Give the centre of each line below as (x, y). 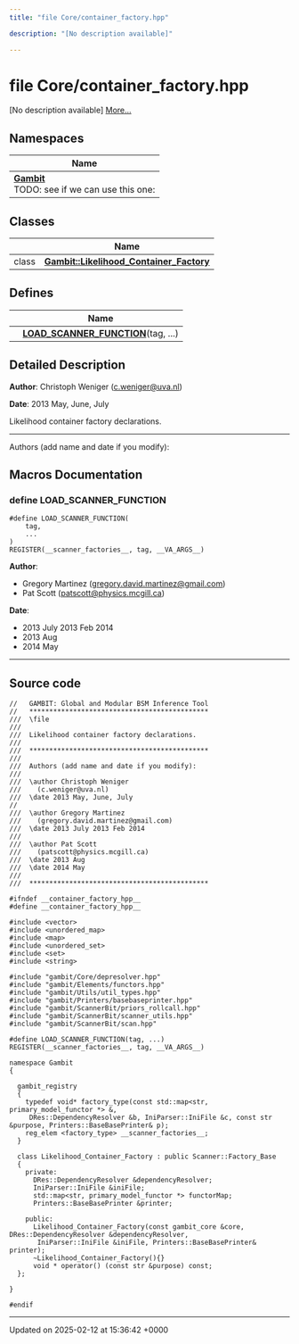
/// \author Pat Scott (53, 844)
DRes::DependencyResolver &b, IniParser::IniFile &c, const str (151, 1118)
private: (41, 1173)
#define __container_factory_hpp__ (75, 907)
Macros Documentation (76, 475)
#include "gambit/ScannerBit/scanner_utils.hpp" (101, 1016)
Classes (32, 221)
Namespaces (47, 138)
